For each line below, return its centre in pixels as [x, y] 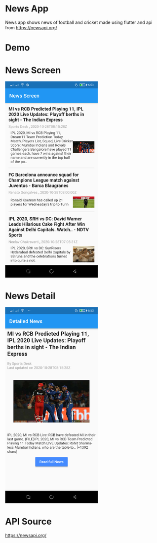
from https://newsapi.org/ [31, 27]
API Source [28, 522]
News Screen [33, 70]
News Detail [30, 296]
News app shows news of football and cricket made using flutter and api [79, 22]
